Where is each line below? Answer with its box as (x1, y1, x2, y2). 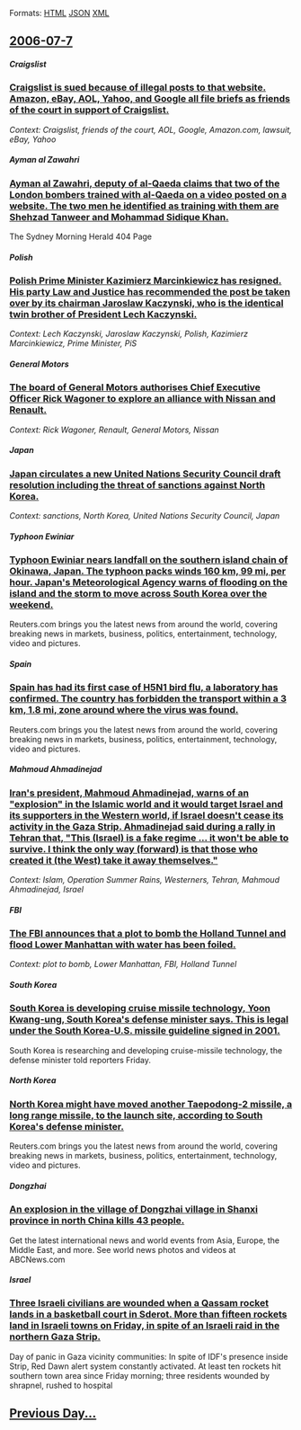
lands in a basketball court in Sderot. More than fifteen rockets (9, 1308, 288, 1320)
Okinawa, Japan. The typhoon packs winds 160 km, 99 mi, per (9, 565, 286, 578)
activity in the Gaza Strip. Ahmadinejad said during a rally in (9, 820, 276, 832)
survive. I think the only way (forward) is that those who (9, 842, 259, 855)
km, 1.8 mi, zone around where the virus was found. (9, 704, 239, 716)
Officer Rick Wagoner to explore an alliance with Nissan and (9, 393, 276, 405)
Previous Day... (9, 1406, 97, 1421)
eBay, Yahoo (9, 134, 57, 145)
